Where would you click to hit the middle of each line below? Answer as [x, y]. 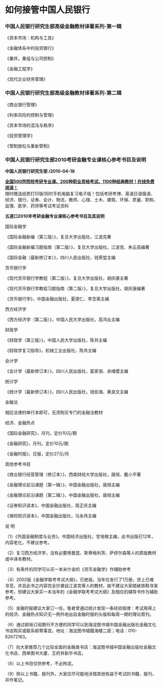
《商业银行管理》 [22, 105]
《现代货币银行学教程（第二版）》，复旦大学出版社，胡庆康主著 [67, 278]
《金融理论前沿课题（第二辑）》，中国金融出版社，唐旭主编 [62, 495]
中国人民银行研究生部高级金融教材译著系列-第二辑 [63, 93]
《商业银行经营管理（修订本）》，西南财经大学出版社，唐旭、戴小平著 [73, 475]
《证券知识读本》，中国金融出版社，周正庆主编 [51, 506]
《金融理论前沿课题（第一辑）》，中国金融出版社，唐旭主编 [62, 485]
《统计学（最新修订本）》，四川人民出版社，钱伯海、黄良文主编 [67, 392]
